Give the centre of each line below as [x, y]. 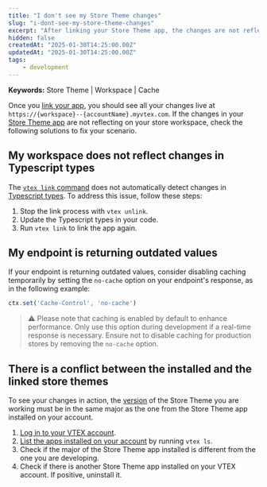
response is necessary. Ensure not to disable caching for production [139, 335]
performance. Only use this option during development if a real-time [139, 327]
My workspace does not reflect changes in [116, 156]
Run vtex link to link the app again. [78, 228]
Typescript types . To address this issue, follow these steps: [105, 195]
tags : [17, 60]
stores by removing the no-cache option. [93, 344]
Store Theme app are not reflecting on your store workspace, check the [126, 122]
